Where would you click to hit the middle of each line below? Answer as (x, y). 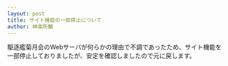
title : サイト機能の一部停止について (55, 20)
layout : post (26, 14)
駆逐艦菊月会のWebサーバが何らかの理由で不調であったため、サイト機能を (114, 47)
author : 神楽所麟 (30, 26)
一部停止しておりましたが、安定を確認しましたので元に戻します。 (101, 56)
